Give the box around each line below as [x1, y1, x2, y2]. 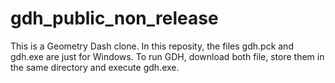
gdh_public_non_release [10, 7, 219, 30]
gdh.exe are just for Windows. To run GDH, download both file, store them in [10, 50, 325, 62]
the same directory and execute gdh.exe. [10, 61, 180, 73]
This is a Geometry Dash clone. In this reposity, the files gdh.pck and [10, 40, 294, 52]
